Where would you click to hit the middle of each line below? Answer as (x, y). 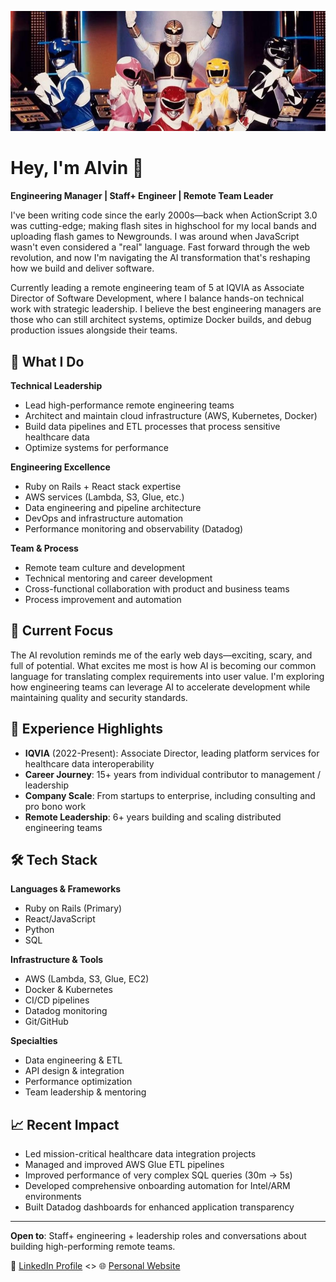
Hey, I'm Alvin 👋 (77, 168)
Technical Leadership (56, 385)
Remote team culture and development (105, 567)
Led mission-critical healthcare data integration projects (140, 1154)
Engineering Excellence (60, 467)
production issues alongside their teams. (94, 330)
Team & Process (44, 548)
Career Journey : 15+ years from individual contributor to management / (173, 774)
